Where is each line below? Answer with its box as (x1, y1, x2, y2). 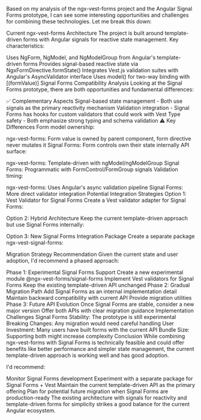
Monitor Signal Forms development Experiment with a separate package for (6, 375, 193, 382)
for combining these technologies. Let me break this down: (6, 18, 152, 25)
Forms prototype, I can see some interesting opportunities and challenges (6, 11, 189, 19)
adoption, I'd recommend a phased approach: (6, 257, 119, 264)
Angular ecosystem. (6, 407, 56, 414)
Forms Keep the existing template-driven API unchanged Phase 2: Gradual (6, 282, 190, 288)
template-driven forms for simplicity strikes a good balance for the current (6, 401, 190, 407)
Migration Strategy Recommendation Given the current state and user (6, 251, 179, 258)
